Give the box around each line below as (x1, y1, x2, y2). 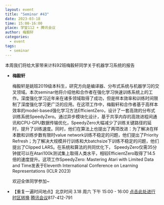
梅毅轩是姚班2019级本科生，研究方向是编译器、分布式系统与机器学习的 (12, 83, 155, 89)
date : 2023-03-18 (5, 16, 41, 21)
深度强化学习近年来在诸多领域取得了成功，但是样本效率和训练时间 (21, 95, 154, 101)
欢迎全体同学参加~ (12, 178, 50, 184)
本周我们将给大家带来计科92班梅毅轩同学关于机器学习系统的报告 (5, 62, 135, 68)
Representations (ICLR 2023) (12, 168, 71, 174)
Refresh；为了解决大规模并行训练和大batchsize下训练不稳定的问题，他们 (12, 138, 159, 144)
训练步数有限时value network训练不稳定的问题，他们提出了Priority (25, 132, 159, 137)
